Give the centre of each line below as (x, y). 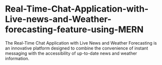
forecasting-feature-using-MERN (74, 30)
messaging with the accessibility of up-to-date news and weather (71, 53)
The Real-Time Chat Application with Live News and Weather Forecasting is (81, 43)
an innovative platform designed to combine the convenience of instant (77, 48)
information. (17, 58)
